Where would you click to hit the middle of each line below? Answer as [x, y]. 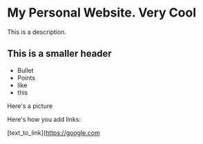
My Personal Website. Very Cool [102, 13]
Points [26, 78]
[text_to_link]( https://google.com [54, 132]
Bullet [25, 70]
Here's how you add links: [44, 119]
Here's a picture [30, 106]
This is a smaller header [59, 54]
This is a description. [37, 32]
